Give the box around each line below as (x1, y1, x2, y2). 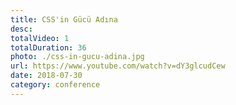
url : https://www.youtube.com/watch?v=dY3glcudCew (10, 61, 226, 71)
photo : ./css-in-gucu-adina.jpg (10, 52, 145, 62)
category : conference (10, 80, 101, 90)
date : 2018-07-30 (10, 71, 83, 81)
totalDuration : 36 (10, 42, 87, 53)
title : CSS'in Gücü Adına (10, 14, 118, 25)
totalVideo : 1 (10, 33, 70, 43)
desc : (10, 24, 33, 34)
